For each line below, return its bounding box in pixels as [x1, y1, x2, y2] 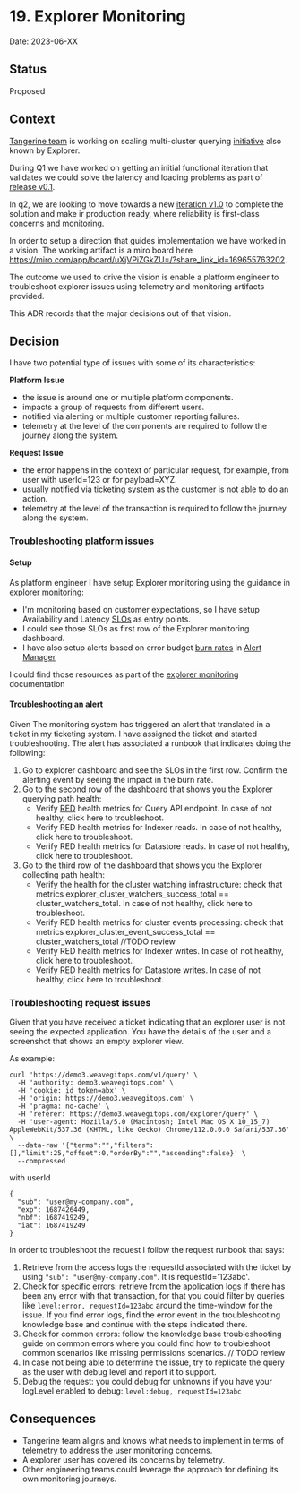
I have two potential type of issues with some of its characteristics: [9, 357, 256, 368]
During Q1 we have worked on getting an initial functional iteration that [9, 162, 269, 173]
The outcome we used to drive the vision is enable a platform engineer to [9, 271, 279, 282]
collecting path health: [21, 869, 106, 879]
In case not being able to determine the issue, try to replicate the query [21, 1357, 285, 1368]
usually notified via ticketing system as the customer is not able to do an [21, 484, 289, 494]
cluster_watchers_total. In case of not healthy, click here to [35, 897, 253, 908]
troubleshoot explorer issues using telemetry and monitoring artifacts [9, 280, 265, 292]
